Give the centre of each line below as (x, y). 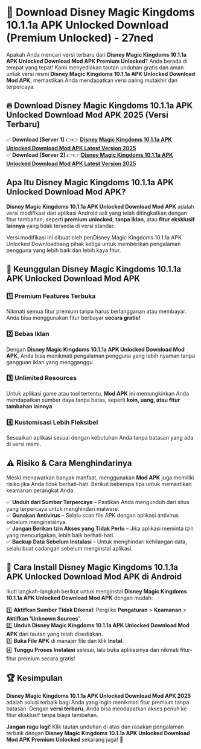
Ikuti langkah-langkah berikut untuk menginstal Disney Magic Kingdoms (97, 591)
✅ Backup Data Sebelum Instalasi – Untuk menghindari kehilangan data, (97, 542)
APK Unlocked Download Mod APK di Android (94, 577)
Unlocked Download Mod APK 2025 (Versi (88, 115)
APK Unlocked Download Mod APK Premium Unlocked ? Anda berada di (97, 61)
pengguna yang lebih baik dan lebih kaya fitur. (64, 250)
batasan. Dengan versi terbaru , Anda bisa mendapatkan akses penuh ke (97, 709)
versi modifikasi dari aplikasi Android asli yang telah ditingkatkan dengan (97, 213)
